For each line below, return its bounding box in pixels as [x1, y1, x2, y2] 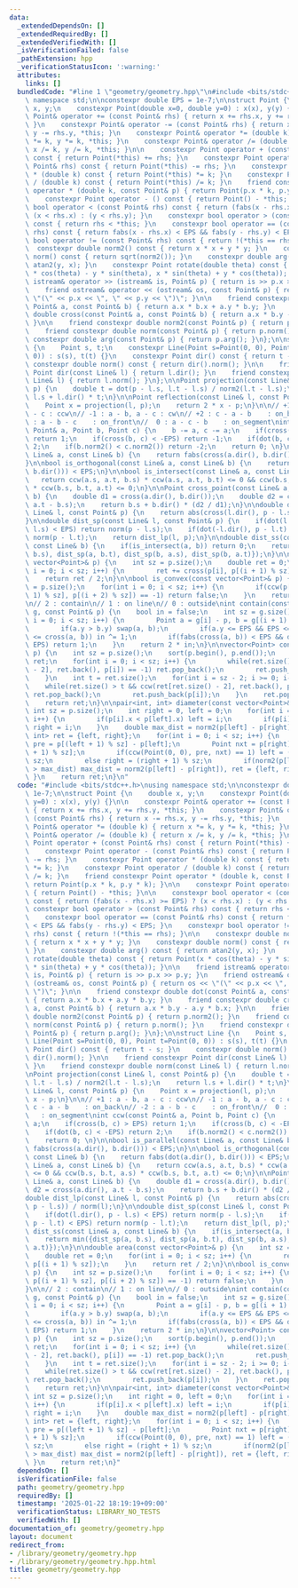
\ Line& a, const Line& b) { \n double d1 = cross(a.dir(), [25, 1178, 260, 1187]
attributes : [17, 71, 62, 80]
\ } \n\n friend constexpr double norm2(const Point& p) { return [25, 319, 284, 328]
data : [9, 12, 29, 22]
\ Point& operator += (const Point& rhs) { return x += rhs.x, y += [25, 112, 284, 121]
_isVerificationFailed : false [17, 46, 129, 55]
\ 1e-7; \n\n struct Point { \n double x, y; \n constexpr [25, 790, 255, 798]
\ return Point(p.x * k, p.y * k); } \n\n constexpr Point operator [25, 880, 292, 889]
